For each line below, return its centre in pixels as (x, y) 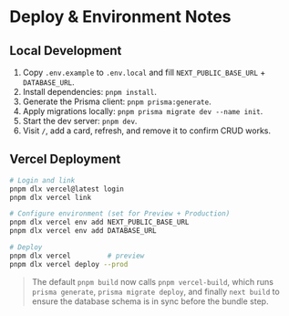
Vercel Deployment (65, 159)
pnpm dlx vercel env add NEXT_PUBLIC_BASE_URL (99, 222)
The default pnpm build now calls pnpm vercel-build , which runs (152, 281)
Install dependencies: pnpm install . (90, 92)
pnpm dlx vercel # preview (77, 256)
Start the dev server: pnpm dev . (80, 121)
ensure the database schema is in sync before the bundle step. (150, 301)
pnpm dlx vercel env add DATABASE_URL (83, 231)
